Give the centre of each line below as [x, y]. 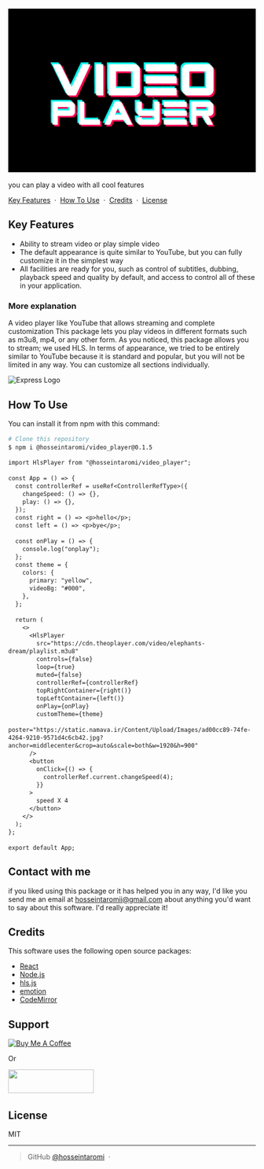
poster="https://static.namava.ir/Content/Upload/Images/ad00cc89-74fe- [130, 730]
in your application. [51, 285]
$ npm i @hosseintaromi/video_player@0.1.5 [81, 447]
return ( [29, 619]
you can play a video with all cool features [76, 185]
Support [29, 1024]
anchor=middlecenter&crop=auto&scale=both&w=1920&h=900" [103, 745]
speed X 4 [52, 800]
